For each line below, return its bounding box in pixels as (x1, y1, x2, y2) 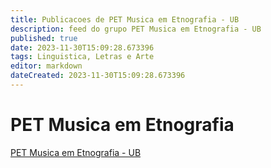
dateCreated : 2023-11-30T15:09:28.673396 (10, 71, 186, 81)
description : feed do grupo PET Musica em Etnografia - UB (10, 24, 262, 34)
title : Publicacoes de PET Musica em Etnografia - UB (10, 14, 240, 25)
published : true (10, 33, 78, 43)
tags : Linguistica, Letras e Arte (10, 52, 155, 62)
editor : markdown (10, 61, 83, 71)
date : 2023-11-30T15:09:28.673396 (10, 42, 155, 53)
